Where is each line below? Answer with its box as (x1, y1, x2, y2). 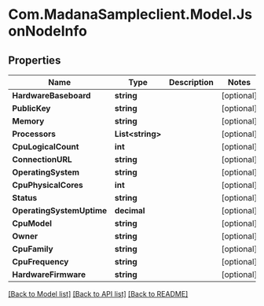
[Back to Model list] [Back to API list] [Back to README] (8, 289, 189, 298)
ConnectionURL (12, 154, 72, 164)
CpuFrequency (12, 256, 69, 267)
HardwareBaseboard (12, 90, 91, 101)
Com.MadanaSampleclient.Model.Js (8, 6, 253, 24)
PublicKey (12, 103, 51, 113)
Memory (12, 116, 45, 127)
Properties (8, 53, 61, 67)
